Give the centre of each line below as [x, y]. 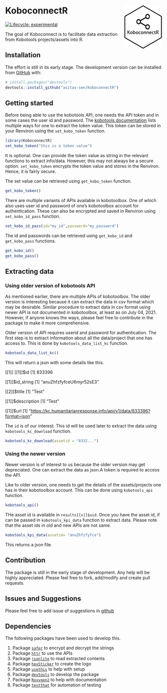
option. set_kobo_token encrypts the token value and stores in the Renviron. [83, 166]
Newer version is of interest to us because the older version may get [75, 464]
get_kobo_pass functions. [31, 241]
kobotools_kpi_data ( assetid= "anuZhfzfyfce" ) [53, 535]
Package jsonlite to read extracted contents [59, 659]
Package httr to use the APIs [42, 653]
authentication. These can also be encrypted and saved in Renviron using [80, 211]
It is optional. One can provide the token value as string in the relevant [77, 156]
